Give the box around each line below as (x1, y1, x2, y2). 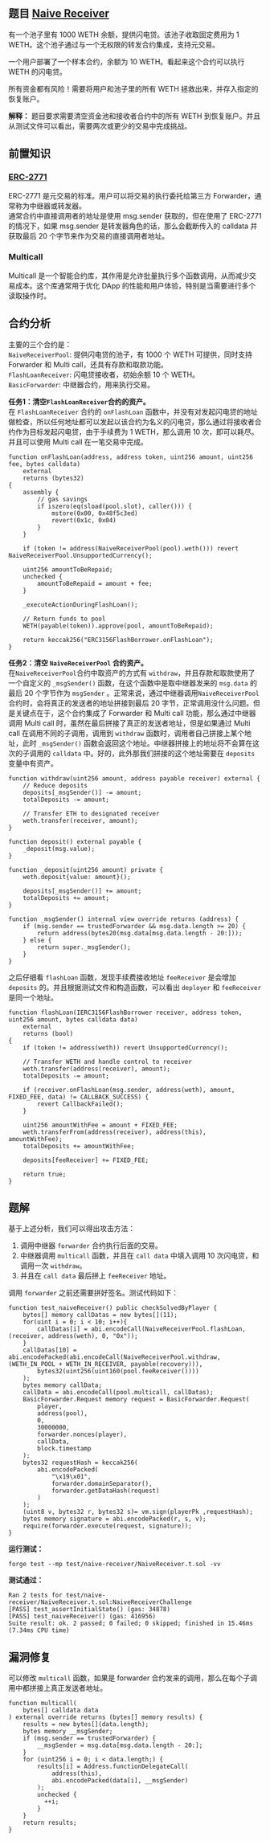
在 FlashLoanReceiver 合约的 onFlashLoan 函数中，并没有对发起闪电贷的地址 (8, 407, 259, 416)
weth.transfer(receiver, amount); (22, 816, 138, 824)
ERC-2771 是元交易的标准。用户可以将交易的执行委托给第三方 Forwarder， (8, 190, 255, 200)
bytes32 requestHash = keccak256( (22, 1458, 138, 1467)
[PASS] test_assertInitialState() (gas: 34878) (8, 1606, 171, 1614)
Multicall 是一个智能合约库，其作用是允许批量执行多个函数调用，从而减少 (8, 271, 250, 280)
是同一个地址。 (8, 992, 58, 1002)
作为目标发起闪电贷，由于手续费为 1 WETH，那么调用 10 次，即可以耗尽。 (14, 427, 259, 436)
